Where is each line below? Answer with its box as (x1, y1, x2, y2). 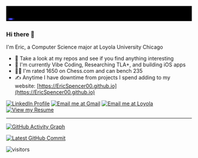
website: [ (14, 82, 39, 90)
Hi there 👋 (6, 30, 35, 38)
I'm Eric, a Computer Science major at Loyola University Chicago (6, 43, 163, 51)
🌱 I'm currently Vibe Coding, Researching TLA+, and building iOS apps (14, 61, 186, 68)
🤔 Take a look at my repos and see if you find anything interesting (14, 55, 174, 62)
